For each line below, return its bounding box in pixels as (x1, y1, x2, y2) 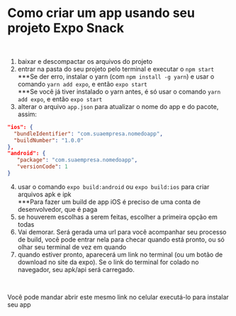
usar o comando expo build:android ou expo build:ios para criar (17, 182, 210, 191)
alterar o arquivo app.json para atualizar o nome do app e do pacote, (17, 102, 219, 111)
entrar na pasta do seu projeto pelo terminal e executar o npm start (17, 64, 215, 73)
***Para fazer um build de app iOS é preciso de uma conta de (17, 197, 201, 206)
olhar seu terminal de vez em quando (17, 242, 127, 251)
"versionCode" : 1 (16, 163, 69, 171)
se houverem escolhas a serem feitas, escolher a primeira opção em (17, 213, 218, 221)
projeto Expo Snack (7, 20, 125, 36)
